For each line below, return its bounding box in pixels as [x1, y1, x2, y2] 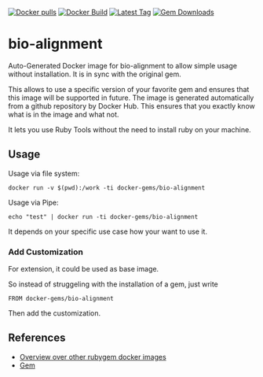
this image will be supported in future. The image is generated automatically [8, 93, 254, 102]
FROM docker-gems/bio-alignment [8, 295, 114, 303]
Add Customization [8, 246, 84, 257]
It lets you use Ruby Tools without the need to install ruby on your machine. [8, 124, 251, 134]
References [8, 331, 66, 345]
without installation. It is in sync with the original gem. [8, 69, 182, 79]
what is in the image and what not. [8, 109, 119, 119]
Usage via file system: [8, 168, 80, 178]
